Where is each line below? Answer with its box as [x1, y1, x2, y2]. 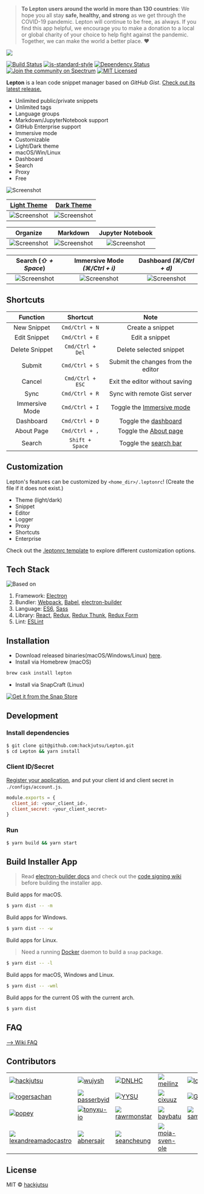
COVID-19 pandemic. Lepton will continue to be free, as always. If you [21, 18, 197, 25]
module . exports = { [6, 794, 56, 800]
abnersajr [77, 1137, 105, 1145]
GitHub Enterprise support [15, 123, 81, 130]
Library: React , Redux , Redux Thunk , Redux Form [15, 611, 138, 619]
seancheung [115, 1137, 151, 1145]
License [6, 1165, 37, 1175]
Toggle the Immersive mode [110, 403, 191, 411]
